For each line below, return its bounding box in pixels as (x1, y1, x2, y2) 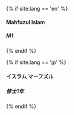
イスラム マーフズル (6, 73, 54, 80)
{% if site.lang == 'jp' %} (6, 59, 66, 66)
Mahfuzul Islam (6, 18, 46, 25)
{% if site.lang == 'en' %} (6, 5, 68, 12)
